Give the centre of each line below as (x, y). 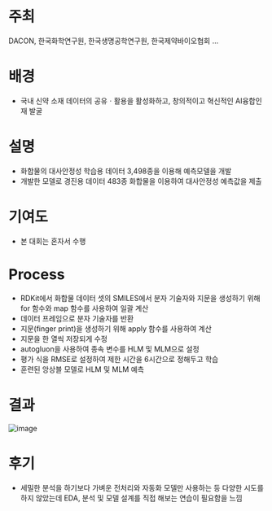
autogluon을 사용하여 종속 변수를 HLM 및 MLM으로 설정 (110, 349)
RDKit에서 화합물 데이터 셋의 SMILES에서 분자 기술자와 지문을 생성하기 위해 (140, 298)
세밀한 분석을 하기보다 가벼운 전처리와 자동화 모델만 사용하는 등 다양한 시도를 (142, 487)
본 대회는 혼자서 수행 (53, 241)
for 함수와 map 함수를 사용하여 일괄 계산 (84, 308)
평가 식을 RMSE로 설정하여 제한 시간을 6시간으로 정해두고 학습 (119, 359)
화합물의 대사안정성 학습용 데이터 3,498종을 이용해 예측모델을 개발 (126, 171)
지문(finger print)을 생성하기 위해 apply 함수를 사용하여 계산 (116, 328)
